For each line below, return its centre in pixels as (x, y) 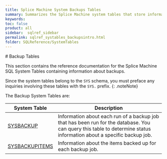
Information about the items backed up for (107, 143)
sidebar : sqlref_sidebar (32, 33)
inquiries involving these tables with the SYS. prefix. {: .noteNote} (72, 86)
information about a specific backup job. (105, 135)
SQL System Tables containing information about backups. (65, 71)
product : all (19, 28)
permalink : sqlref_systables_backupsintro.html (55, 38)
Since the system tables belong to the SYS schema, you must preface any (80, 80)
